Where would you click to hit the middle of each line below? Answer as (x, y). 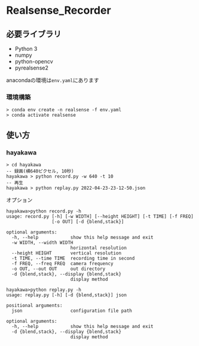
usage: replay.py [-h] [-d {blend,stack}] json (67, 295)
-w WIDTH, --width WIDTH (42, 242)
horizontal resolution (99, 248)
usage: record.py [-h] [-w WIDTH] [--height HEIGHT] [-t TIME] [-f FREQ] (100, 216)
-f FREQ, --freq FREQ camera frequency (62, 263)
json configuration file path (72, 311)
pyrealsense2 (32, 68)
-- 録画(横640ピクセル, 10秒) (40, 171)
